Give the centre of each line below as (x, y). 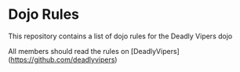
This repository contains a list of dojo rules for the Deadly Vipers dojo (120, 36)
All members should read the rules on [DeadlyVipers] (94, 51)
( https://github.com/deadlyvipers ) (63, 59)
